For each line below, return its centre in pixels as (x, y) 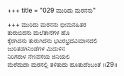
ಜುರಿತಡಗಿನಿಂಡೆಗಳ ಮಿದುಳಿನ (36, 48)
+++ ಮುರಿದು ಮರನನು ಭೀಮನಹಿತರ (47, 25)
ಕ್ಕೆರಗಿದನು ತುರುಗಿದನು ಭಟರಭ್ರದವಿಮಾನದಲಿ (52, 40)
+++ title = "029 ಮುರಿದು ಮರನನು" (52, 10)
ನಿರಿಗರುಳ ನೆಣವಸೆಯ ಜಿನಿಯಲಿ (39, 56)
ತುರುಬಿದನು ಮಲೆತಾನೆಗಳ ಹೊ (39, 32)
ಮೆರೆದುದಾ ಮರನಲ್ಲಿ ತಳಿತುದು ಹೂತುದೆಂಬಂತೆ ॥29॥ (63, 64)
